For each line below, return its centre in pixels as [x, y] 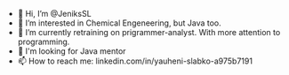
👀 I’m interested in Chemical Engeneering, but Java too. [119, 23]
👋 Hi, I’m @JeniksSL [54, 14]
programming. [44, 41]
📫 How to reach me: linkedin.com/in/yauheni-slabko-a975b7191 [135, 61]
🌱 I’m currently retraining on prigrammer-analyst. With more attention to [149, 32]
